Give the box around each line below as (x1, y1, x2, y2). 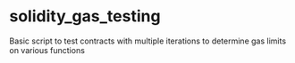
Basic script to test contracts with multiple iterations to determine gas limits (9, 35, 287, 46)
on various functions (9, 44, 85, 55)
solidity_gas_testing (9, 6, 161, 27)
